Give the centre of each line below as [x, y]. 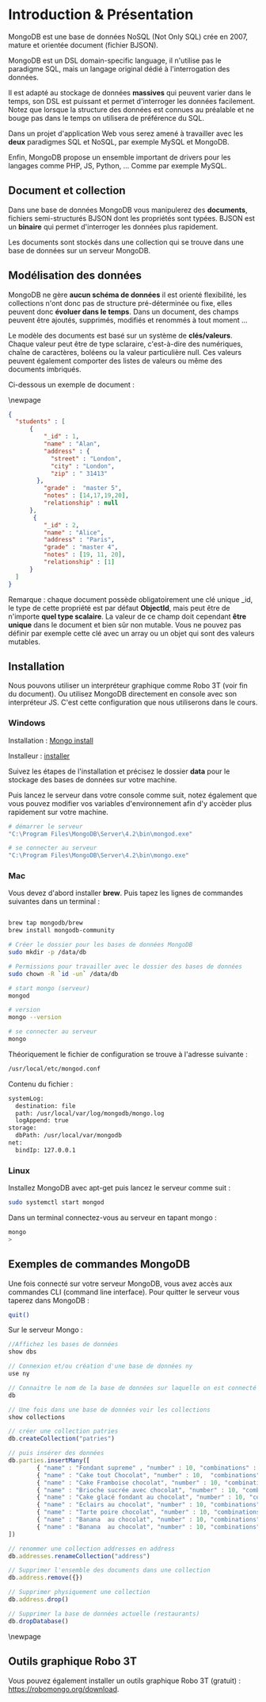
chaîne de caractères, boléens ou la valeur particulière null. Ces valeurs [125, 352]
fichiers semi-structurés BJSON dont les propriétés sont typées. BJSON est [131, 218]
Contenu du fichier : [41, 1084]
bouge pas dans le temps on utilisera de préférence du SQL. [106, 118]
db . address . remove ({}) [46, 1578]
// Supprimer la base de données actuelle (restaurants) [104, 1614]
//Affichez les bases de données [63, 1345]
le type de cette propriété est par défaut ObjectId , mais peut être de [119, 608]
